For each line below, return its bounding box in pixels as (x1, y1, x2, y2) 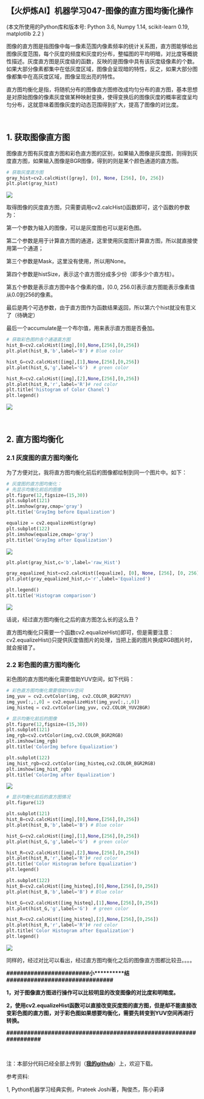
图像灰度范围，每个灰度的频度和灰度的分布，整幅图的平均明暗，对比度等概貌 (6, 50, 198, 57)
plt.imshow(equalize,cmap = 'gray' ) (6, 531, 94, 537)
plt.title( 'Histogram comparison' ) (6, 593, 97, 599)
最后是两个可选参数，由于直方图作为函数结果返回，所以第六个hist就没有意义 (6, 304, 196, 311)
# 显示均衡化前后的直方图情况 (6, 794, 71, 801)
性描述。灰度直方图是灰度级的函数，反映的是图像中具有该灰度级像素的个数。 (6, 57, 198, 65)
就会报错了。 (6, 644, 38, 651)
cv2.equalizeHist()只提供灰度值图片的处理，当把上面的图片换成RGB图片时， (6, 636, 196, 643)
